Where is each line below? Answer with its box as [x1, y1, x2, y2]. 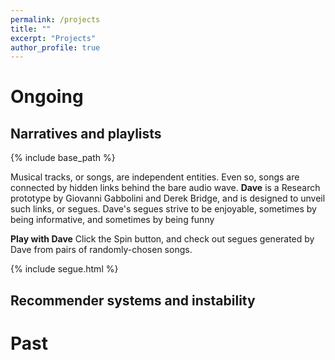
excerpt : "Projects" [10, 33, 97, 43]
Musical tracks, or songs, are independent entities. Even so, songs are [10, 171, 300, 183]
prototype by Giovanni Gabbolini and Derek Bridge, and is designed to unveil [10, 192, 326, 205]
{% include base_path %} [10, 152, 116, 164]
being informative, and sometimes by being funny [10, 214, 215, 226]
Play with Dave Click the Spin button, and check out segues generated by [10, 233, 315, 245]
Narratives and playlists [10, 125, 162, 142]
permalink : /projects [10, 14, 101, 25]
